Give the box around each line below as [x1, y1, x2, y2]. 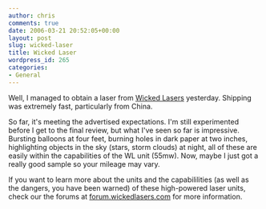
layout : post [8, 34, 52, 42]
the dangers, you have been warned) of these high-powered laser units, [8, 183, 246, 192]
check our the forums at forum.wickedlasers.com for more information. [8, 191, 243, 201]
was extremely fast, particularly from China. [8, 101, 153, 111]
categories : [8, 64, 48, 72]
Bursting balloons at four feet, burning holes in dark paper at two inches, [8, 133, 248, 144]
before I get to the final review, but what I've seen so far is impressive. [8, 125, 240, 135]
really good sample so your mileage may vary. [8, 159, 160, 168]
